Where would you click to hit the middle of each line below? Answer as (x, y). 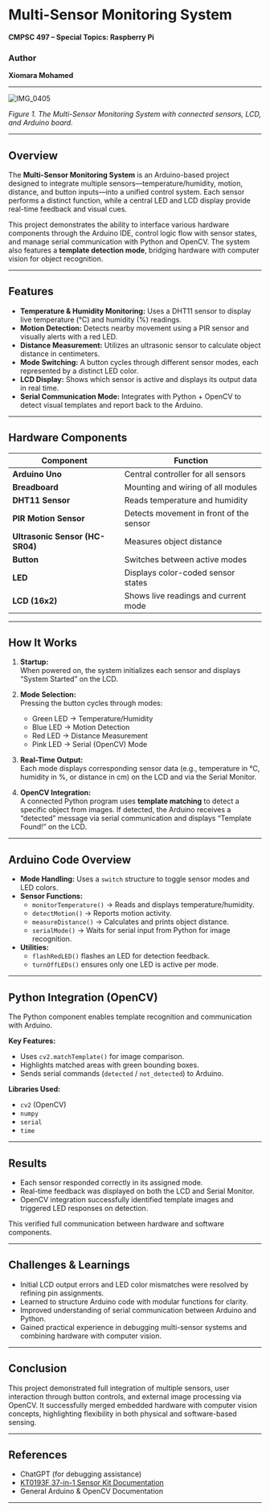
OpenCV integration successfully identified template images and (127, 1199)
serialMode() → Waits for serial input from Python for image (131, 930)
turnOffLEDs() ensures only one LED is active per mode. (125, 965)
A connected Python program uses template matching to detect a (129, 801)
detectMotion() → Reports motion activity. (102, 914)
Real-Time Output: (51, 760)
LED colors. (39, 888)
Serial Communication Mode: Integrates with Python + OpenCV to (131, 396)
